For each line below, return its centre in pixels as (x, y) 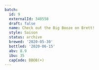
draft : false (22, 23)
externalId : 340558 (29, 19)
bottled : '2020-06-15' (32, 46)
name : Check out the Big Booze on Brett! (52, 28)
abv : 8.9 (18, 51)
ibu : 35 (17, 55)
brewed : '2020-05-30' (31, 42)
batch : (11, 10)
